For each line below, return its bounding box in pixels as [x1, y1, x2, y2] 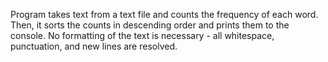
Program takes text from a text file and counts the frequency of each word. [10, 9, 319, 20]
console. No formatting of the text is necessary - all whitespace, [10, 30, 275, 41]
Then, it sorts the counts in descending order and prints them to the [10, 19, 290, 31]
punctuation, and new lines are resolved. [10, 40, 178, 52]
